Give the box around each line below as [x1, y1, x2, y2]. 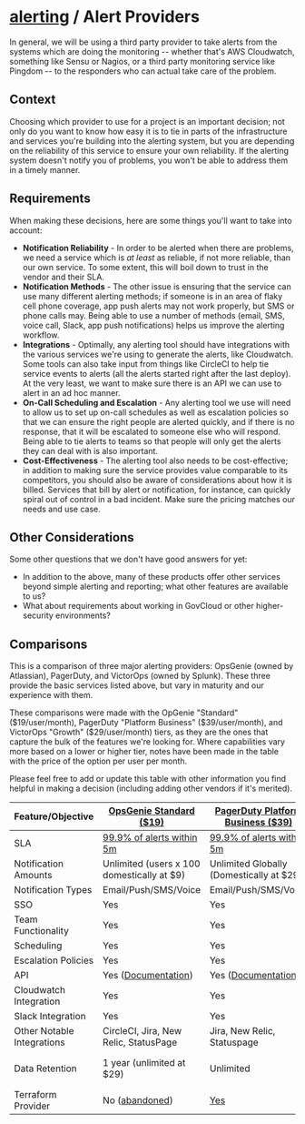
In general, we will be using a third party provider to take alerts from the [9, 36, 278, 47]
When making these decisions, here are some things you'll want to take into [9, 215, 292, 226]
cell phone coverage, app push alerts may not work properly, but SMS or [22, 300, 295, 311]
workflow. [22, 329, 60, 340]
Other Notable [14, 1025, 74, 1038]
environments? [55, 610, 111, 621]
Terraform [14, 1089, 57, 1101]
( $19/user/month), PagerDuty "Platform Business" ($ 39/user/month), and [9, 717, 283, 728]
